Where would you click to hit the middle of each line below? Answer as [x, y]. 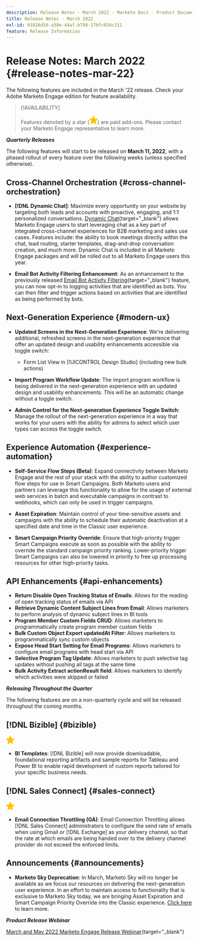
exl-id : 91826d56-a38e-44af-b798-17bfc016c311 [64, 25]
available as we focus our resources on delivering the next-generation [100, 884]
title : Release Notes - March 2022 [50, 19]
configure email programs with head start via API [74, 652]
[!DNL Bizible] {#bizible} [52, 725]
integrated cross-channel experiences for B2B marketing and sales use [101, 231]
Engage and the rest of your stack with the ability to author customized [101, 477]
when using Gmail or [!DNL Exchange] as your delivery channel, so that [101, 832]
